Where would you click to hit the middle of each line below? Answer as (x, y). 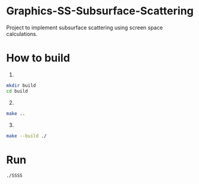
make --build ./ (26, 136)
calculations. (22, 33)
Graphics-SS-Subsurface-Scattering (100, 11)
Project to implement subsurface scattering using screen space (85, 27)
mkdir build (21, 85)
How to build (38, 58)
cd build (17, 91)
